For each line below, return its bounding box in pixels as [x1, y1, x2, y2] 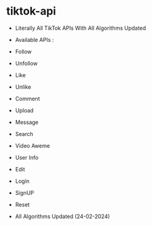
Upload [15, 106, 34, 114]
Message [15, 118, 38, 126]
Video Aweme [15, 142, 50, 149]
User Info [15, 154, 39, 161]
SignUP [15, 189, 35, 196]
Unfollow [15, 60, 38, 67]
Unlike [15, 83, 32, 91]
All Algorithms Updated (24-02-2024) [15, 213, 111, 220]
